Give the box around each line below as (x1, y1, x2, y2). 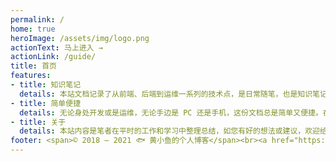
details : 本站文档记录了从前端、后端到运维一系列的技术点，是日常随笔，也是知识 (19, 89, 313, 99)
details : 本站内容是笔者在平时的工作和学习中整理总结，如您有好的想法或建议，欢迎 (19, 126, 320, 136)
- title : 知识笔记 (10, 80, 82, 90)
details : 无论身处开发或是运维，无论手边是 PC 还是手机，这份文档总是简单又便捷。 (19, 107, 323, 118)
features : (10, 71, 52, 81)
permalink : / (10, 14, 65, 25)
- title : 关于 (10, 117, 67, 127)
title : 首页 (10, 61, 57, 71)
